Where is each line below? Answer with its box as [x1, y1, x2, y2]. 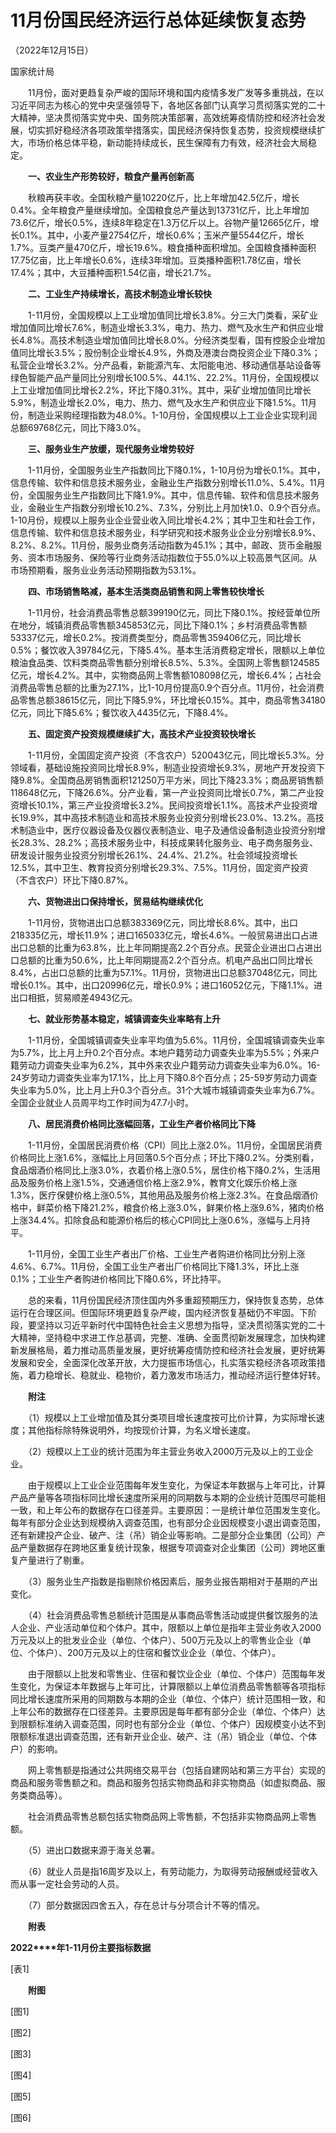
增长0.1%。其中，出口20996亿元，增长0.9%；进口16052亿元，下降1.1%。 [10, 979, 315, 991]
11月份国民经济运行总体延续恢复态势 [10, 9, 307, 32]
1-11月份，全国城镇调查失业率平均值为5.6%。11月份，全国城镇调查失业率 [27, 1034, 325, 1046]
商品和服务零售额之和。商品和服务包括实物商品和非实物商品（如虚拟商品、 [10, 1776, 317, 1788]
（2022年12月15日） [10, 44, 94, 56]
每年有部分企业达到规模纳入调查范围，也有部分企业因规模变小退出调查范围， [10, 1516, 326, 1528]
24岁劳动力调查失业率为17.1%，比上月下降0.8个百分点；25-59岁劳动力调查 [10, 1071, 318, 1083]
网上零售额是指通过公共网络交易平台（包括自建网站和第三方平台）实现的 [27, 1764, 326, 1776]
